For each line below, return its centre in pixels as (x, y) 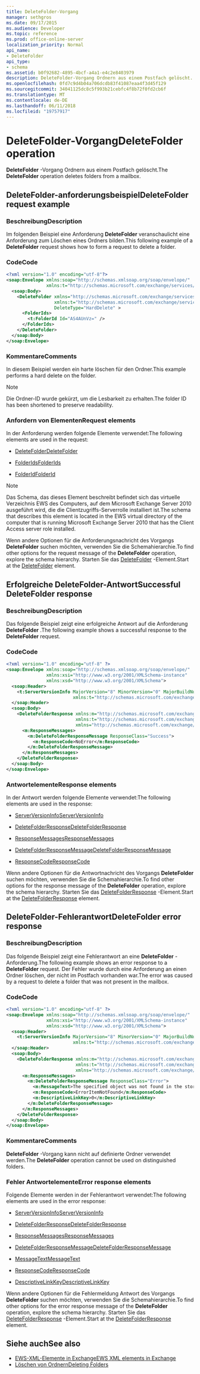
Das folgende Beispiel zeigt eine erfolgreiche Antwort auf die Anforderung (97, 623)
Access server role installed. (41, 529)
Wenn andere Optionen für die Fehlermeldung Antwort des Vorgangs (90, 1293)
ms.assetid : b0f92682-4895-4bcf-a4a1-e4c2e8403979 (70, 73)
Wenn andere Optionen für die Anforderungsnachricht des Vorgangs (90, 541)
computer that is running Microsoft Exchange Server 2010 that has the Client (100, 523)
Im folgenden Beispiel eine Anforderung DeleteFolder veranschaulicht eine (98, 234)
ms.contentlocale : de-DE (37, 100)
